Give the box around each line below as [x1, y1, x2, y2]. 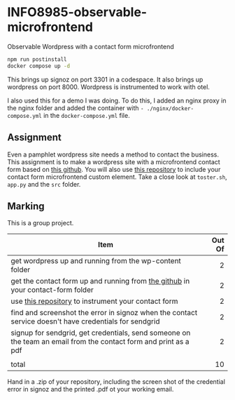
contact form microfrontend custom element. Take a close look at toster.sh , [7, 173, 227, 181]
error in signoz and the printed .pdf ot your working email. [7, 385, 174, 394]
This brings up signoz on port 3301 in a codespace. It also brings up [7, 75, 204, 84]
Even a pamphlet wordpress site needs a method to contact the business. [7, 150, 219, 159]
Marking [7, 200, 45, 212]
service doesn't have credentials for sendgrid [10, 316, 160, 326]
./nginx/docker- [146, 105, 194, 112]
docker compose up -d [7, 62, 71, 69]
